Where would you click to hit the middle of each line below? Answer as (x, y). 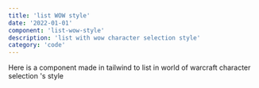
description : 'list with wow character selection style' (104, 38)
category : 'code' (37, 45)
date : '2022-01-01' (41, 23)
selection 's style (36, 76)
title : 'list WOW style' (49, 15)
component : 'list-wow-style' (56, 30)
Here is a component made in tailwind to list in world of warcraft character (129, 67)
